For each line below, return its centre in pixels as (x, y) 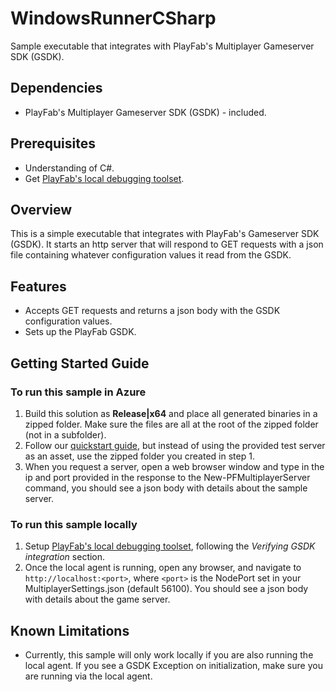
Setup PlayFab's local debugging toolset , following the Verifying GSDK (170, 546)
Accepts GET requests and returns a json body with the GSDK (152, 311)
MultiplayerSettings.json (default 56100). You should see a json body (166, 589)
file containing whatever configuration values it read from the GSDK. (151, 255)
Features (38, 286)
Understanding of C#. (69, 168)
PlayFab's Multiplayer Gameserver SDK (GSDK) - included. (145, 112)
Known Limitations (70, 630)
